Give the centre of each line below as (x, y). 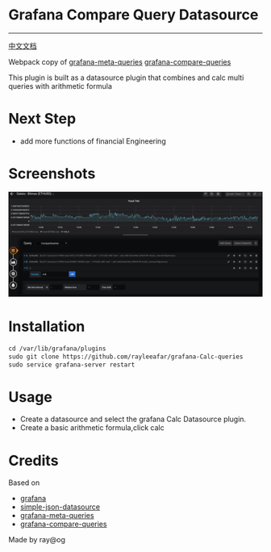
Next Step (42, 119)
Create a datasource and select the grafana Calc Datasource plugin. (133, 419)
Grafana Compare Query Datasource (133, 15)
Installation (47, 326)
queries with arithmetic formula (60, 86)
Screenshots (52, 174)
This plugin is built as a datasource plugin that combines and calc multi (126, 77)
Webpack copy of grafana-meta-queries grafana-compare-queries (120, 61)
